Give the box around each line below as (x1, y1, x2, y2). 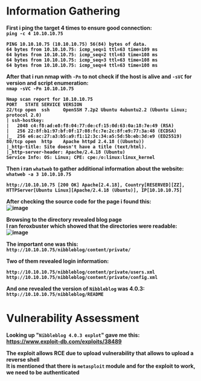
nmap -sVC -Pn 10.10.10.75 (6, 86, 74, 92)
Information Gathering (6, 4, 121, 18)
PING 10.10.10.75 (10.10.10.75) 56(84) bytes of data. (6, 41, 147, 47)
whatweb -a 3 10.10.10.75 (6, 171, 71, 178)
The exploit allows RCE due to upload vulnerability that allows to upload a (6, 349, 194, 357)
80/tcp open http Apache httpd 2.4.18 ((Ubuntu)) (6, 138, 145, 144)
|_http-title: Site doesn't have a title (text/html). (6, 144, 147, 150)
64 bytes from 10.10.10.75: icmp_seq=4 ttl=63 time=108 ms (6, 62, 158, 68)
